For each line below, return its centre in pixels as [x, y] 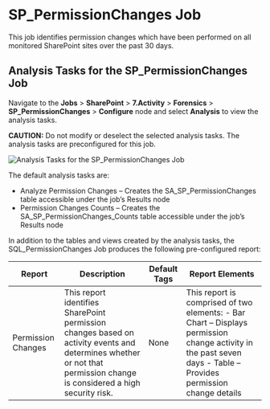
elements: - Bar [216, 313]
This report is [211, 292]
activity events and [100, 342]
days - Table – [213, 362]
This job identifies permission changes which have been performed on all [130, 37]
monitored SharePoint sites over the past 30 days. [91, 45]
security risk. [89, 393]
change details [214, 393]
